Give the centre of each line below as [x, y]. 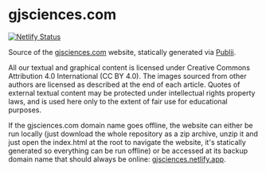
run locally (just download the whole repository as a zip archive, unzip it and [133, 134]
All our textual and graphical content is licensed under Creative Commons [129, 67]
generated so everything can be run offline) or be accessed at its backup [128, 150]
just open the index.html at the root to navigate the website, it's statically [127, 142]
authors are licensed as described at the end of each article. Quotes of [124, 84]
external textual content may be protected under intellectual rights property [132, 92]
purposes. [25, 110]
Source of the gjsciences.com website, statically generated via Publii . [122, 52]
